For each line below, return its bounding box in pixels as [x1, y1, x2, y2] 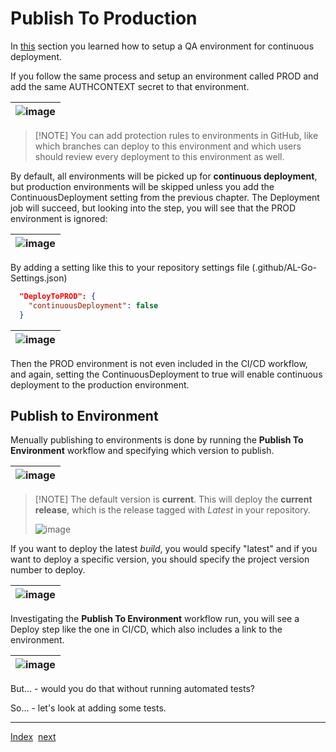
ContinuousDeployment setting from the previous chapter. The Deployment [10, 191, 320, 203]
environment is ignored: [10, 212, 108, 224]
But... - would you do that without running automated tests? [10, 683, 255, 695]
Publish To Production [10, 7, 198, 30]
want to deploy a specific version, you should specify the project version [10, 553, 310, 566]
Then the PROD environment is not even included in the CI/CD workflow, [10, 357, 308, 369]
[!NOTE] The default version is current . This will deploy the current [34, 493, 313, 506]
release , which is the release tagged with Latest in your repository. [34, 504, 311, 516]
